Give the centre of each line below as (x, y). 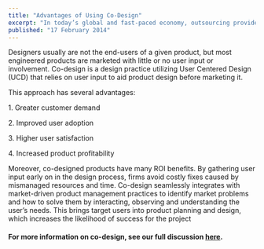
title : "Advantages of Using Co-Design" (75, 15)
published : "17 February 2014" (59, 30)
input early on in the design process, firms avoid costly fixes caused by (124, 177)
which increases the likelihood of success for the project (100, 219)
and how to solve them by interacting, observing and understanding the (124, 202)
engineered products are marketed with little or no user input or (111, 60)
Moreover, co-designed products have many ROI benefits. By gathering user (132, 169)
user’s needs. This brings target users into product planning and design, (125, 211)
